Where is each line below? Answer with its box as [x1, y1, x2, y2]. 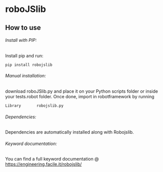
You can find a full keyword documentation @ [5, 156, 99, 162]
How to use [5, 23, 41, 32]
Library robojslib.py [5, 103, 64, 108]
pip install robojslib [5, 62, 52, 67]
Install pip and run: [5, 52, 43, 58]
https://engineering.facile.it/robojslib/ [5, 161, 82, 168]
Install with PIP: [5, 37, 37, 43]
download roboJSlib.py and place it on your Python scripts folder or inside [5, 88, 158, 94]
